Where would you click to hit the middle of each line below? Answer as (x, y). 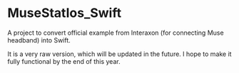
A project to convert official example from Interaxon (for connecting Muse (116, 33)
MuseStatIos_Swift (65, 13)
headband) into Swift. (39, 40)
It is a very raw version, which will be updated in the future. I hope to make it (119, 54)
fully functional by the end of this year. (64, 61)
